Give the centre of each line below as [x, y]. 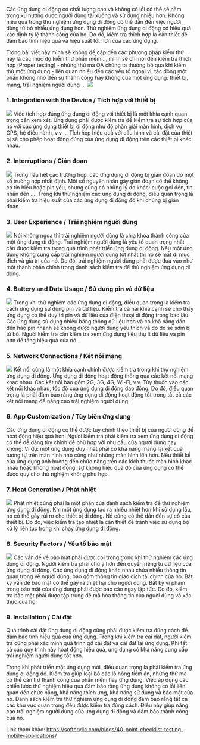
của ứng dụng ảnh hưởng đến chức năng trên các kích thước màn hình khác [99, 461]
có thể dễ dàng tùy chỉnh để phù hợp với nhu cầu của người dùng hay [91, 442]
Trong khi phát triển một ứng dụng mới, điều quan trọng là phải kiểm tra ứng [99, 667]
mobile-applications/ [32, 735]
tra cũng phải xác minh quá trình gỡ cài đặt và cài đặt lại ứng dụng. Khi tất [97, 643]
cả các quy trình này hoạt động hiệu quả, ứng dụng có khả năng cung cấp [97, 649]
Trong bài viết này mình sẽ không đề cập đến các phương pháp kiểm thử [95, 52]
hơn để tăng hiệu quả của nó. [42, 341]
